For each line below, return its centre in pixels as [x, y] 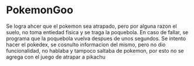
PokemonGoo [40, 10]
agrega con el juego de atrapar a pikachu [56, 57]
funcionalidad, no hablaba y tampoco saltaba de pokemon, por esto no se [95, 50]
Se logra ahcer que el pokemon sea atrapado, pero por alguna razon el [91, 26]
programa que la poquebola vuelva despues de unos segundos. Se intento [96, 38]
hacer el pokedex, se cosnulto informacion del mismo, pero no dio [86, 45]
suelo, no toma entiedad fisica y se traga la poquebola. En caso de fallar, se [97, 32]
